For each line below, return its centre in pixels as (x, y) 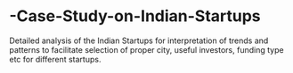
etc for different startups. (55, 59)
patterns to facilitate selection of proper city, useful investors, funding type (146, 49)
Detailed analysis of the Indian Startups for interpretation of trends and (139, 40)
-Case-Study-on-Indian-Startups (135, 16)
